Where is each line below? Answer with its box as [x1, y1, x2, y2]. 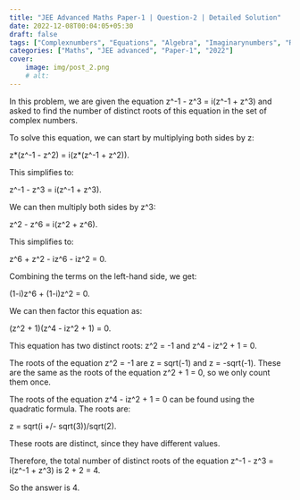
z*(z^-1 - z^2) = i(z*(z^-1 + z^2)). [9, 149, 129, 160]
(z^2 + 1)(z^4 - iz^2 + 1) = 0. [9, 323, 112, 334]
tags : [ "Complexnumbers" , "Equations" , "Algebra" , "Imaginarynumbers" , [9, 38, 281, 47]
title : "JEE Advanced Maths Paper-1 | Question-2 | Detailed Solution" [9, 13, 281, 22]
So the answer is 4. [9, 482, 80, 493]
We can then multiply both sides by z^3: [9, 201, 156, 212]
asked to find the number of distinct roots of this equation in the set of [9, 105, 268, 116]
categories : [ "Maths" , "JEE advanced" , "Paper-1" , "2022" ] [9, 47, 234, 55]
